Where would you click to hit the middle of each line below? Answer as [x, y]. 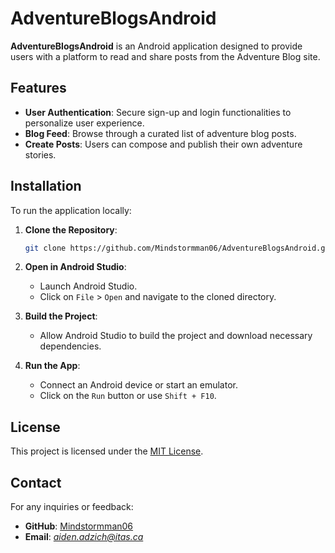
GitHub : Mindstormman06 [79, 526]
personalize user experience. [84, 123]
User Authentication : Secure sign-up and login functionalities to [158, 112]
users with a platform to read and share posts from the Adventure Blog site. [165, 56]
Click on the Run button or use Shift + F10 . [128, 396]
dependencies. [70, 346]
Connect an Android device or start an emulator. [138, 385]
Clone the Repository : [71, 229]
